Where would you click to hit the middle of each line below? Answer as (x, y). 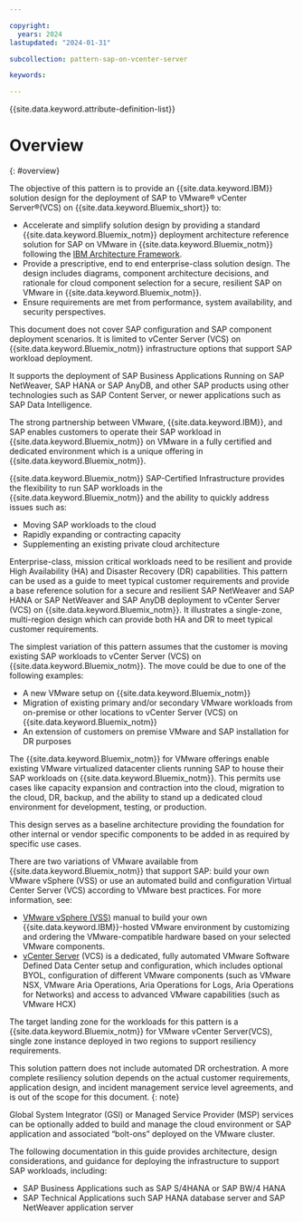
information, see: (41, 900)
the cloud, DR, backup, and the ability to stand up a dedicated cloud (136, 798)
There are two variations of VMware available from (104, 861)
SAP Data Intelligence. (51, 405)
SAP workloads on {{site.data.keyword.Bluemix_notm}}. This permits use (145, 778)
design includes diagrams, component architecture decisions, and (146, 274)
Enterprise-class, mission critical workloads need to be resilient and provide (151, 562)
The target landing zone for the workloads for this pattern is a (124, 1022)
